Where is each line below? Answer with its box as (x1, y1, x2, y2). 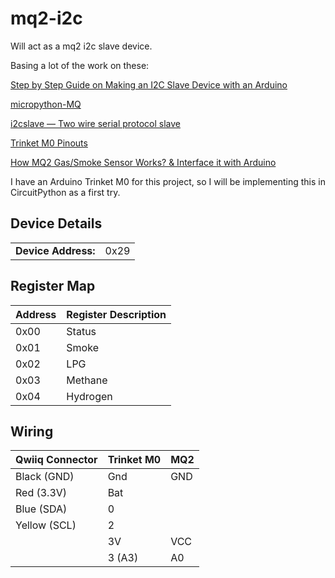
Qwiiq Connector (15, 453, 98, 467)
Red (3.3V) (15, 486, 68, 500)
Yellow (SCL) (15, 518, 77, 532)
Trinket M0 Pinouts (10, 137, 88, 149)
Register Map (10, 278, 96, 295)
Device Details (10, 215, 103, 232)
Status (66, 324, 97, 338)
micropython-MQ (10, 98, 82, 110)
